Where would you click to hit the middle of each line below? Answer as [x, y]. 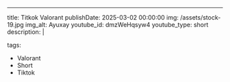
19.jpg [15, 25]
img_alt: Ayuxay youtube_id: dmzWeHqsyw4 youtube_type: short [117, 25]
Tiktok [26, 73]
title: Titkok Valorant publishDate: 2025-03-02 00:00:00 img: [93, 17]
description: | [26, 32]
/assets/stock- [201, 17]
